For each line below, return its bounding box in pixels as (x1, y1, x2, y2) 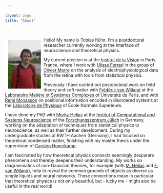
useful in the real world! (5, 183, 53, 189)
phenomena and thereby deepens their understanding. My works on (5, 158, 143, 163)
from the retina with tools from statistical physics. (43, 72, 143, 78)
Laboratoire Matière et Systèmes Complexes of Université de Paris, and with (5, 92, 159, 98)
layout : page (5, 13, 32, 18)
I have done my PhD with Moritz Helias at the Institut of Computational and (5, 112, 155, 118)
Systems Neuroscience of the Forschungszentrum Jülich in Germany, (5, 117, 145, 123)
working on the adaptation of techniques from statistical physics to (5, 122, 140, 128)
